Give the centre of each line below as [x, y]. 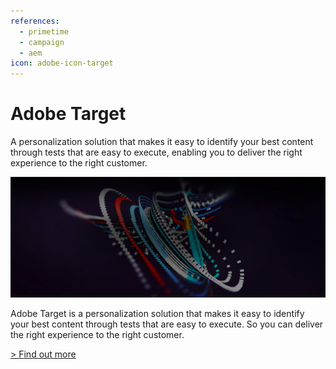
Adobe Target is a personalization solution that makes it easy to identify [157, 313]
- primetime [44, 31]
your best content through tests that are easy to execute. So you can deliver [167, 324]
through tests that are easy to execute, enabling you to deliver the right [156, 152]
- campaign [42, 42]
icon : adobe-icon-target [62, 63]
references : [35, 21]
